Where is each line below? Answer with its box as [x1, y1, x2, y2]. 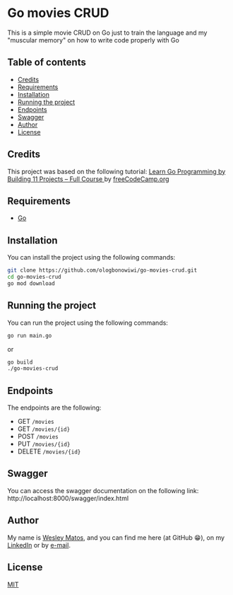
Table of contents [7, 57, 86, 69]
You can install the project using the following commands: [7, 253, 176, 262]
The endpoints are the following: [7, 403, 102, 412]
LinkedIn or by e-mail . [7, 541, 71, 549]
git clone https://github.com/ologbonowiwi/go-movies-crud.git [7, 267, 198, 274]
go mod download [7, 279, 55, 287]
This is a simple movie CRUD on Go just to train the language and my [7, 28, 208, 37]
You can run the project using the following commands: [7, 318, 168, 327]
